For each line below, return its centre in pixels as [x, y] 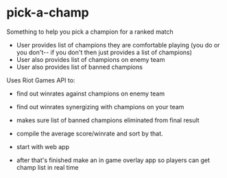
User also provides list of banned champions [80, 67]
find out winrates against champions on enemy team [91, 93]
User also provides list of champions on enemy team [91, 59]
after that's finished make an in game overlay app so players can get [113, 160]
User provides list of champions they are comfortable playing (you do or [118, 45]
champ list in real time [47, 167]
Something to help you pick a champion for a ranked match [90, 32]
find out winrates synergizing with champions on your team [100, 107]
